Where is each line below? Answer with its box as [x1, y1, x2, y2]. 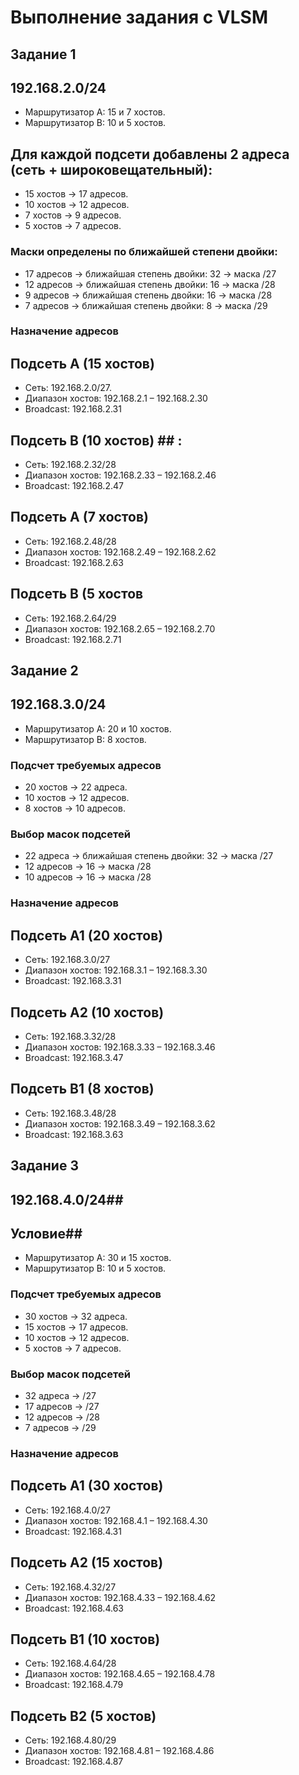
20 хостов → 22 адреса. [24, 781, 128, 793]
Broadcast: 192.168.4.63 [24, 1602, 124, 1614]
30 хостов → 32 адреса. [24, 1310, 128, 1322]
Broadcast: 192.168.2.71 [24, 633, 122, 645]
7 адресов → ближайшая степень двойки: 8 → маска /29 [24, 299, 268, 311]
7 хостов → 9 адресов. [24, 209, 122, 221]
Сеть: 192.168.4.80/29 [24, 1734, 117, 1746]
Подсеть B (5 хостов [10, 586, 144, 603]
